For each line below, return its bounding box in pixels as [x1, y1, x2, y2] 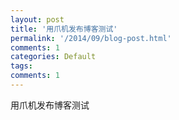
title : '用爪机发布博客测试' [10, 24, 118, 34]
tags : [10, 61, 33, 71]
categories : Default [10, 52, 97, 62]
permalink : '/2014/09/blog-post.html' [10, 33, 172, 43]
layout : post [10, 14, 65, 25]
